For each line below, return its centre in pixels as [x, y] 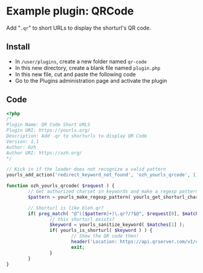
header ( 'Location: [94, 242]
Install [18, 47]
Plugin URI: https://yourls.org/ [48, 130]
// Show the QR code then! [105, 236]
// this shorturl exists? [82, 219]
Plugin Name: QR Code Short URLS [48, 125]
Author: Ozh [21, 147]
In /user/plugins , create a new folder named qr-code [81, 61]
